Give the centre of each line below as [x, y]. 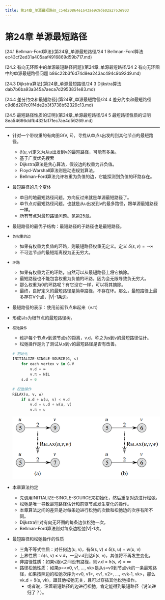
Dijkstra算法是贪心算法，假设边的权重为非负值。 [68, 164]
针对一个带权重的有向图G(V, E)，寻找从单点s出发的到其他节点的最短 [81, 135]
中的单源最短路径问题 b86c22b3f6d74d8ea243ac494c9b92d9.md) [73, 73]
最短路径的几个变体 [32, 187]
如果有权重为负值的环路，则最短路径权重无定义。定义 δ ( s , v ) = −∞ [86, 246]
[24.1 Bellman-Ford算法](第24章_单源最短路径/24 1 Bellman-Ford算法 [74, 51]
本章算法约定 [25, 487]
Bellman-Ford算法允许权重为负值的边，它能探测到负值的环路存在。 [87, 176]
